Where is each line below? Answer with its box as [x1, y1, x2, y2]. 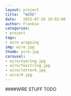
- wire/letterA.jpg [5, 68, 46, 73]
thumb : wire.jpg [5, 49, 39, 54]
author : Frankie [5, 21, 39, 26]
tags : [5, 35, 16, 40]
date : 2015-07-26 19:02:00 [5, 16, 66, 21]
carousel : [5, 53, 26, 59]
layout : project [5, 7, 39, 12]
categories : [5, 26, 30, 31]
